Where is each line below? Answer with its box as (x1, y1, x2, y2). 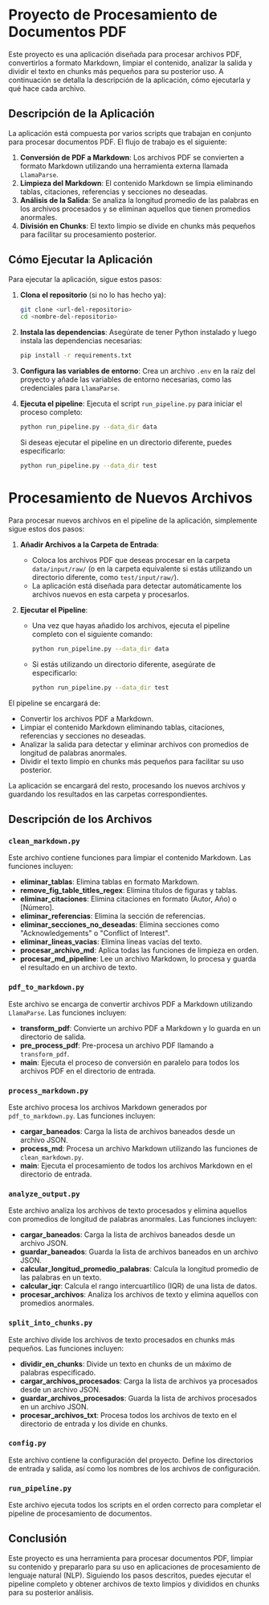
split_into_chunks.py (8, 1318, 93, 1328)
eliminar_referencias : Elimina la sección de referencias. (19, 912, 206, 921)
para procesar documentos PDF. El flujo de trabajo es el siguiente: (8, 137, 227, 147)
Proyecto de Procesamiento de (8, 6, 218, 24)
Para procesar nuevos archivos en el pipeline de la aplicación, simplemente (8, 515, 258, 525)
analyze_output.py (8, 1189, 80, 1198)
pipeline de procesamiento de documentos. (8, 1508, 153, 1519)
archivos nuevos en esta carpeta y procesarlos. (31, 589, 190, 599)
